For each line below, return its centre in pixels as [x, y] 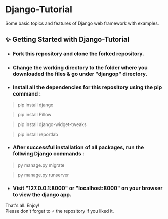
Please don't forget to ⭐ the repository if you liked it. [60, 211]
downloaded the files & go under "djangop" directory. [80, 74]
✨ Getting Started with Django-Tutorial [67, 39]
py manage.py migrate [41, 165]
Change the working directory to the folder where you [80, 68]
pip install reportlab [38, 134]
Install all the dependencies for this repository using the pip [87, 87]
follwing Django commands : [48, 154]
